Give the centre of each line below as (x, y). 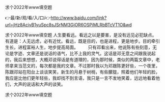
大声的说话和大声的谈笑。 (39, 84)
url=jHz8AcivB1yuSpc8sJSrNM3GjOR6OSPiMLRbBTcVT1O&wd (68, 25)
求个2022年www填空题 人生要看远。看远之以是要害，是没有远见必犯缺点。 (81, 35)
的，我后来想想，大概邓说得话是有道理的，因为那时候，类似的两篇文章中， (80, 60)
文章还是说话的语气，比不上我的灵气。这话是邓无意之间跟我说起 (91, 53)
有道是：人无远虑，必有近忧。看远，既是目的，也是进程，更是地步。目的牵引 (82, 41)
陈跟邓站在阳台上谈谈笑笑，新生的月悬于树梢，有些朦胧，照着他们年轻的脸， (82, 72)
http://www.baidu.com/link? (79, 18)
